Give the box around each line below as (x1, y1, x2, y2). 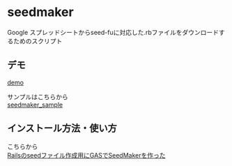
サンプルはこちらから (7, 92, 68, 101)
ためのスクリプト (13, 36, 63, 45)
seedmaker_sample (7, 100, 63, 109)
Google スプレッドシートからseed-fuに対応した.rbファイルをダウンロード (7, 28, 219, 36)
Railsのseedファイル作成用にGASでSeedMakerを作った (7, 151, 166, 159)
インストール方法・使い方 (7, 123, 117, 135)
